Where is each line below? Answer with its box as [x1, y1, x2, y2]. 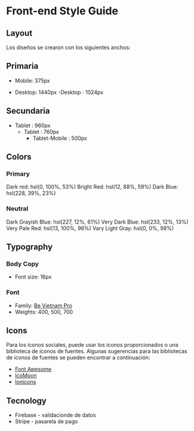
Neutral [6, 204, 29, 213]
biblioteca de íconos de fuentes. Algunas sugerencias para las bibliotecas [6, 348, 187, 355]
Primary [6, 169, 30, 178]
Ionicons [14, 378, 36, 386]
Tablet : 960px [14, 121, 51, 129]
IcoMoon [14, 372, 37, 379]
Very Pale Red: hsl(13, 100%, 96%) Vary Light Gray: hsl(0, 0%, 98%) [6, 224, 174, 231]
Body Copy [6, 259, 39, 268]
